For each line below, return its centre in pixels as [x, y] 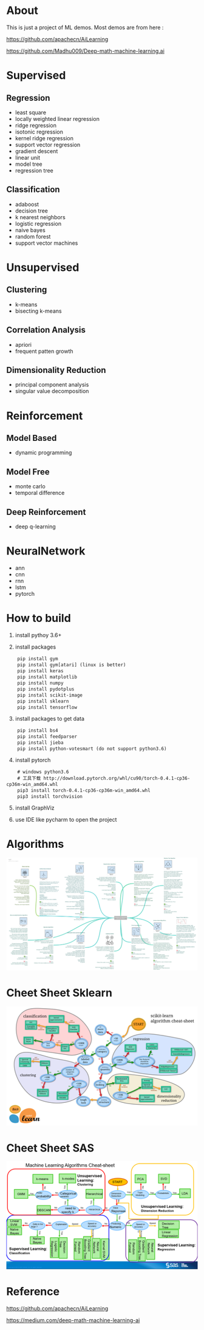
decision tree [32, 211]
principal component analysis [52, 385]
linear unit [28, 157]
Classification [33, 190]
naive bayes [30, 230]
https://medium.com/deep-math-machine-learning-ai [73, 1320]
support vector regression [48, 145]
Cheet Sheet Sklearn [59, 993]
